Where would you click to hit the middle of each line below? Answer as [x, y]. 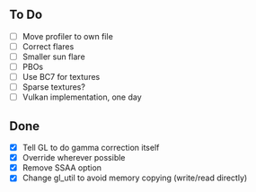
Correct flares [48, 46]
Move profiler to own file [68, 36]
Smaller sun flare [53, 57]
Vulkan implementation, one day [82, 97]
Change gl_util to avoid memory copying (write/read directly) [135, 178]
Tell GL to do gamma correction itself [91, 148]
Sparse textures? [53, 87]
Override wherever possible [74, 158]
